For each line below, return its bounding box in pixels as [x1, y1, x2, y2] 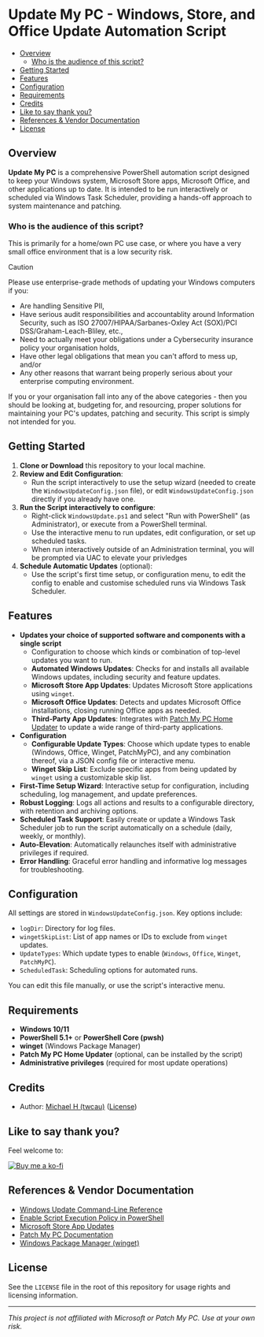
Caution [8, 263, 34, 272]
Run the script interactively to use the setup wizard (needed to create [31, 477, 256, 486]
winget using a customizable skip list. [31, 773, 152, 782]
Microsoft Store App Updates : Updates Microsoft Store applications [31, 680, 253, 690]
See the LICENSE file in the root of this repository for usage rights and [8, 1282, 231, 1291]
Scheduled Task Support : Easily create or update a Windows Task [19, 814, 236, 824]
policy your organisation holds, [19, 343, 119, 352]
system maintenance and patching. [8, 201, 122, 210]
